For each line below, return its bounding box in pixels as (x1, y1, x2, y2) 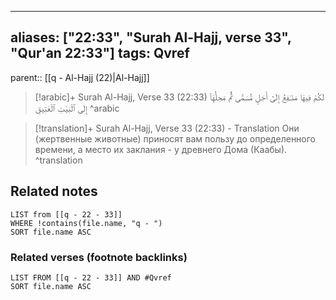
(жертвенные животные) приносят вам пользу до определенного (34, 132, 317, 145)
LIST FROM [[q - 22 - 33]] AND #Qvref (10, 272, 172, 283)
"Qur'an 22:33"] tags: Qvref (10, 45, 190, 62)
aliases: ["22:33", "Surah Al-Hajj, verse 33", (10, 29, 292, 46)
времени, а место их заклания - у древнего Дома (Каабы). (34, 143, 288, 155)
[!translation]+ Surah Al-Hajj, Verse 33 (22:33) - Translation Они (34, 122, 300, 134)
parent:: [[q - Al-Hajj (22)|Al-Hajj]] (10, 71, 150, 83)
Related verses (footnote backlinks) (10, 250, 188, 264)
